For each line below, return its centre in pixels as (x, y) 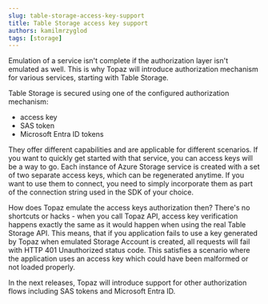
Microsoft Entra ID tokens (62, 134)
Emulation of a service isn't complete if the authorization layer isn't (118, 61)
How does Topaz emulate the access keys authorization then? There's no (129, 208)
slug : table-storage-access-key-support (77, 16)
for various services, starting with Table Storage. (89, 78)
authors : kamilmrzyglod (48, 30)
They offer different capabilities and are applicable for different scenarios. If (133, 150)
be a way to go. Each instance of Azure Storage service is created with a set (134, 167)
